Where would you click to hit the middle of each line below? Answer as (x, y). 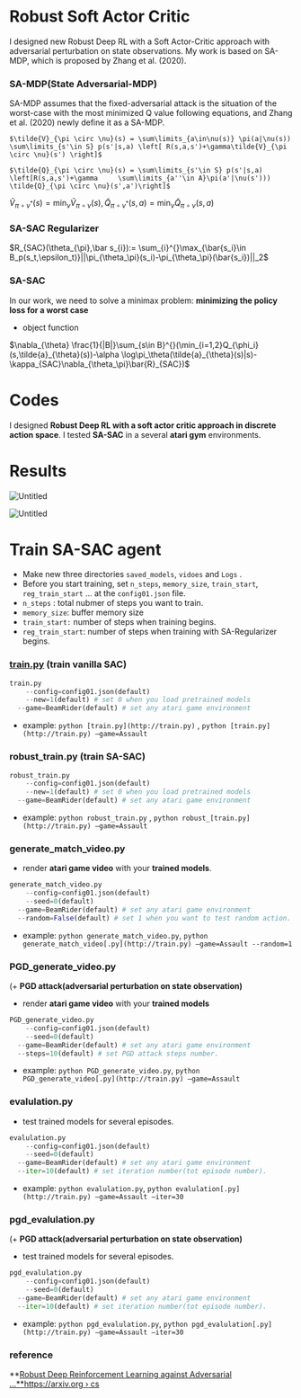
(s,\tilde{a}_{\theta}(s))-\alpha (64, 354)
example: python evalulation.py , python (97, 1189)
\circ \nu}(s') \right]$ (56, 155)
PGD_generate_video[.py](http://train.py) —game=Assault (131, 1079)
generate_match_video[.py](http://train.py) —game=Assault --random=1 (157, 944)
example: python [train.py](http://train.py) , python (124, 726)
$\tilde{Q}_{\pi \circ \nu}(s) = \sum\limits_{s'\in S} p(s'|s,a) (136, 171)
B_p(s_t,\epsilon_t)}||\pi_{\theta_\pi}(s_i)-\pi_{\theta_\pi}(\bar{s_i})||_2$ (139, 257)
